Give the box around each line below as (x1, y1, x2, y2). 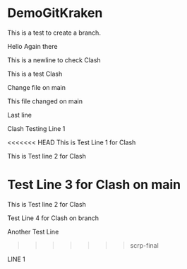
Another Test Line (7, 227, 59, 236)
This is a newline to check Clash (7, 55, 101, 64)
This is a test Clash (7, 69, 63, 78)
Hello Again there (7, 42, 58, 50)
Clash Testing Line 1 (7, 124, 66, 132)
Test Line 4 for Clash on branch (7, 214, 99, 222)
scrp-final (130, 241, 159, 249)
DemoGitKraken (7, 5, 103, 21)
